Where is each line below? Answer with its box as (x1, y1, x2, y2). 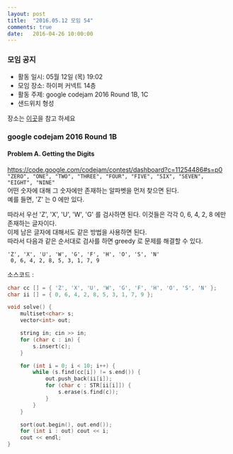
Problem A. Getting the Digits (7, 149, 95, 158)
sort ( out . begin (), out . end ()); (20, 421, 113, 429)
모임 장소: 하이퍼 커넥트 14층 (17, 81, 96, 89)
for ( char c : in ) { (20, 336, 81, 344)
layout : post (7, 10, 46, 18)
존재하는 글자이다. (7, 219, 57, 227)
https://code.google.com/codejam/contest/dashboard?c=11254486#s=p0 (7, 165, 223, 174)
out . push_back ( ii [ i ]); (45, 375, 113, 382)
